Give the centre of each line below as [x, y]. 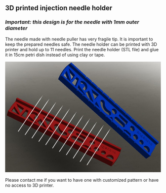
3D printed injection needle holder [59, 8]
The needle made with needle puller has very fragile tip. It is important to [79, 39]
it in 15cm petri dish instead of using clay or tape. [55, 55]
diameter [16, 28]
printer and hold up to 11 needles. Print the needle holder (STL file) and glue [82, 49]
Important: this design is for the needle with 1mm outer [72, 22]
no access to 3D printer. [30, 185]
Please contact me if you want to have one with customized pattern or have [82, 180]
